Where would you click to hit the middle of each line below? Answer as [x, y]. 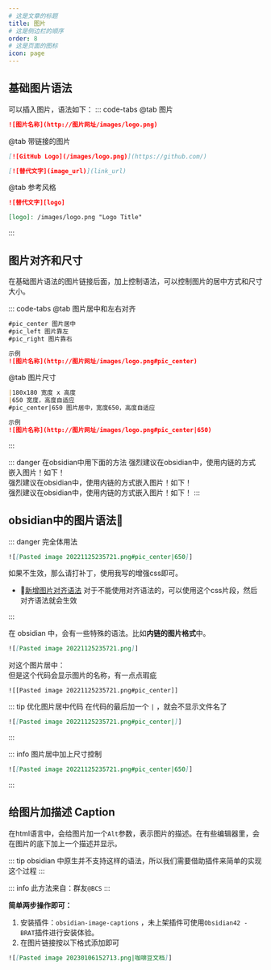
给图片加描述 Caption [62, 813]
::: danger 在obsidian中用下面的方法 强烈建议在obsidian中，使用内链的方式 [132, 462]
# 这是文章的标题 [33, 16]
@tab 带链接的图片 [40, 141]
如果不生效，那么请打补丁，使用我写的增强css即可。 [96, 573]
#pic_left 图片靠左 [39, 331]
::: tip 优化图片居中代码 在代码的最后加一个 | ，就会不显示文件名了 [118, 707]
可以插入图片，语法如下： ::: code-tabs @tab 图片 [91, 109]
